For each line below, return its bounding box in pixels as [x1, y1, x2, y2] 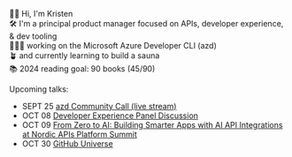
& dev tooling [9, 31, 58, 41]
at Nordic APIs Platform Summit [21, 129, 137, 139]
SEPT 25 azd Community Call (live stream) [21, 101, 177, 111]
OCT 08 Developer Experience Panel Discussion [21, 110, 199, 121]
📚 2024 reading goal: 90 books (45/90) [9, 64, 156, 74]
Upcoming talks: [9, 84, 69, 94]
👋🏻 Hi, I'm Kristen [9, 9, 73, 19]
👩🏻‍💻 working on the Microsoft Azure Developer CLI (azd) [9, 41, 217, 50]
